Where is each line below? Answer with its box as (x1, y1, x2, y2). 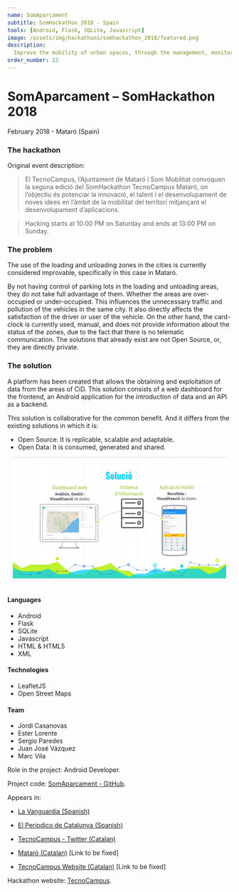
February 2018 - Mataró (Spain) (7, 127, 100, 136)
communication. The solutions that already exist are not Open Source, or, (7, 336, 222, 344)
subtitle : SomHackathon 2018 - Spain (7, 19, 119, 26)
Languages (7, 596, 41, 604)
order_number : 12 (7, 57, 59, 64)
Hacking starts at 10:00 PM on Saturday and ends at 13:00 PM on (24, 219, 216, 228)
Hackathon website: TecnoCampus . (7, 876, 112, 885)
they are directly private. (7, 343, 80, 351)
